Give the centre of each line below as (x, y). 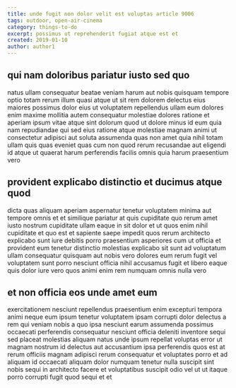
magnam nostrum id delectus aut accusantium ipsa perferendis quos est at (116, 347)
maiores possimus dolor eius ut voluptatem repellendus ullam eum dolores (116, 107)
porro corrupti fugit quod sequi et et (60, 377)
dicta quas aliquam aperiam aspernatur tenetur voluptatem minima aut (110, 210)
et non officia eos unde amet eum (82, 293)
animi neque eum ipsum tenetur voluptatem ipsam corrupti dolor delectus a (117, 317)
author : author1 (31, 47)
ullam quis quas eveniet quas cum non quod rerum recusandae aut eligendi (117, 145)
